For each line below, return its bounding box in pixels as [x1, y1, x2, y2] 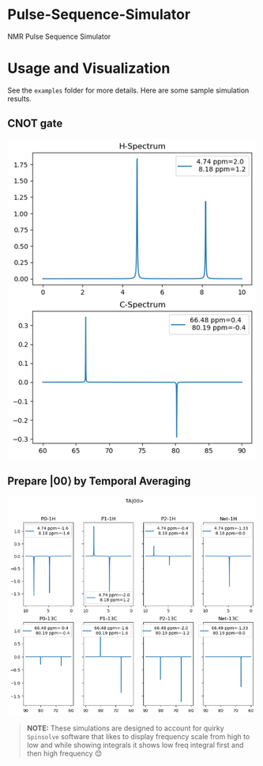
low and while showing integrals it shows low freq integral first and [26, 740, 244, 749]
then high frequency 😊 [26, 749, 103, 758]
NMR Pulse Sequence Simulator [7, 32, 111, 41]
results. [7, 93, 32, 104]
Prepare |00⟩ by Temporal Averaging [7, 474, 191, 488]
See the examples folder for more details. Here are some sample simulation [7, 85, 250, 95]
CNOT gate [7, 117, 63, 130]
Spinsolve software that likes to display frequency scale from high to [26, 731, 250, 741]
